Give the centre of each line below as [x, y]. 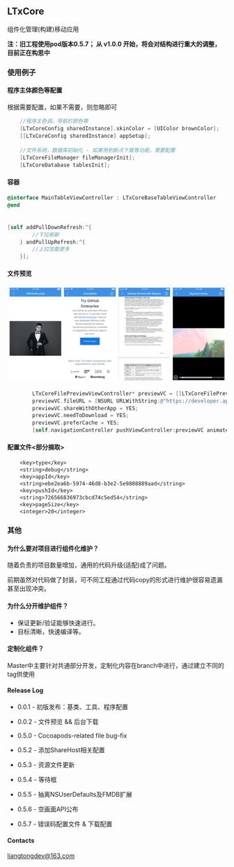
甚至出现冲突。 [29, 588]
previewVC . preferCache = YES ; [76, 423]
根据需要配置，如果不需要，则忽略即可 [62, 107]
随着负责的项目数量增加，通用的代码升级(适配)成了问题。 [89, 565]
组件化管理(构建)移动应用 [43, 29]
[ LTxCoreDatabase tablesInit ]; [65, 165]
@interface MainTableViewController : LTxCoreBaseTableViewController [112, 198]
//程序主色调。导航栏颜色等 [54, 121]
